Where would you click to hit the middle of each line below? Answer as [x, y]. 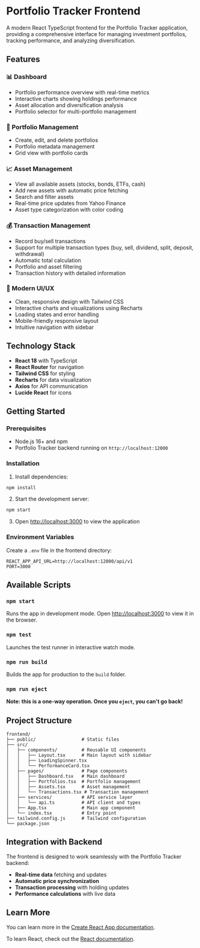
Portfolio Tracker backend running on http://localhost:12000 [91, 448]
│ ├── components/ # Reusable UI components [76, 750]
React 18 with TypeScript [46, 360]
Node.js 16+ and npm [41, 442]
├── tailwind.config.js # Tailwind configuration [76, 819]
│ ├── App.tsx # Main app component [71, 808]
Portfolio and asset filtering [48, 266]
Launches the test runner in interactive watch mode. [71, 647]
